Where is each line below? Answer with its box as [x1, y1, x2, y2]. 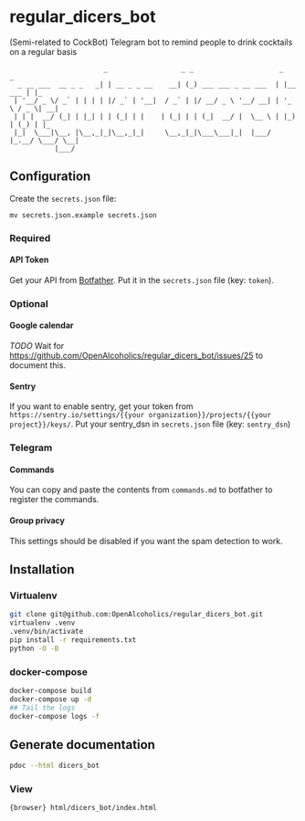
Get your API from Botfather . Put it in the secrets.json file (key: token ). [9, 274, 274, 285]
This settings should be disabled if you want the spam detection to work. [9, 535, 283, 546]
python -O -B [9, 644, 59, 653]
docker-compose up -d [9, 694, 92, 704]
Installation [9, 562, 75, 577]
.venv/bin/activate [9, 626, 84, 636]
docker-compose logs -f [9, 711, 100, 721]
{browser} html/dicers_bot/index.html [9, 804, 157, 813]
